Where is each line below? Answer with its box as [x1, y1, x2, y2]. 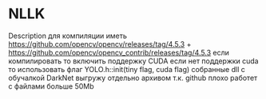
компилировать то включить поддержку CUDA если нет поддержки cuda [8, 56, 259, 66]
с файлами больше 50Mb [8, 81, 94, 91]
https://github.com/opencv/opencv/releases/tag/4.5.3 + [8, 39, 192, 48]
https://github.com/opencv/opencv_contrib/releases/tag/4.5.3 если [8, 48, 230, 57]
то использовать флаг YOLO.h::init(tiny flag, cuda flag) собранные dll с [8, 64, 246, 74]
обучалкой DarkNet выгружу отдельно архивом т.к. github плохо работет [8, 73, 258, 82]
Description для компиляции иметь [8, 31, 128, 40]
